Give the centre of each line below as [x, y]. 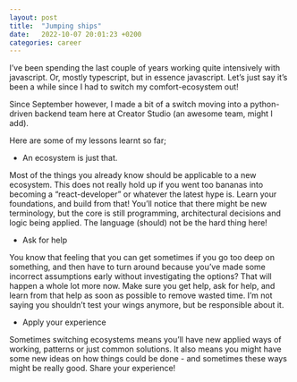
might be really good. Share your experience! [93, 369]
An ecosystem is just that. [70, 158]
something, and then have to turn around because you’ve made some [137, 267]
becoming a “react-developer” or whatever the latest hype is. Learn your [143, 194]
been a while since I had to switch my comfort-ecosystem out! [124, 87]
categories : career [46, 42]
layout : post [34, 17]
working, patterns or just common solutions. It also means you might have [145, 349]
